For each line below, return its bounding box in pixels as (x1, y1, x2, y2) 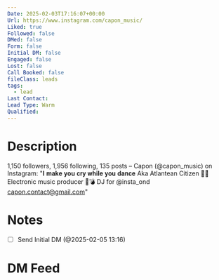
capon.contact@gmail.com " (7, 187, 88, 196)
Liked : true (7, 23, 42, 30)
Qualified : (7, 108, 39, 115)
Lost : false (7, 62, 42, 69)
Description (7, 138, 77, 154)
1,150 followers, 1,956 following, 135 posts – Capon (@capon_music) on (7, 161, 213, 170)
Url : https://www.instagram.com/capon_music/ (7, 17, 142, 24)
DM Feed (7, 260, 60, 276)
